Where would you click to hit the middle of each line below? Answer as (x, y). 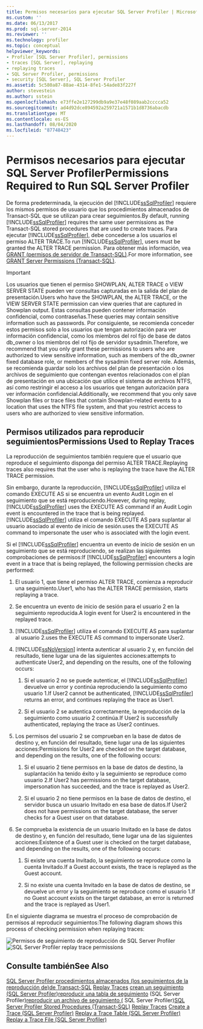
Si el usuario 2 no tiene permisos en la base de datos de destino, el (108, 798)
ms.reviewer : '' (27, 35)
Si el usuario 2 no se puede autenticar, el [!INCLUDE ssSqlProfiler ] (105, 680)
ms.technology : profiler (37, 40)
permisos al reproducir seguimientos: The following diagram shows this (94, 922)
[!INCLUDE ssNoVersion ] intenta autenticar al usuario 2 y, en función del (104, 649)
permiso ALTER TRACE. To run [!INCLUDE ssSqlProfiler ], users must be (93, 241)
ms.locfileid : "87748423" (39, 130)
